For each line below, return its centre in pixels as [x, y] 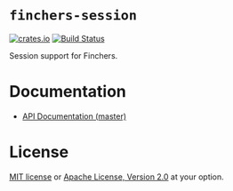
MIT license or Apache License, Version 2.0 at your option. [116, 177]
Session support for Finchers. [64, 55]
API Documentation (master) [74, 116]
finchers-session [73, 16]
